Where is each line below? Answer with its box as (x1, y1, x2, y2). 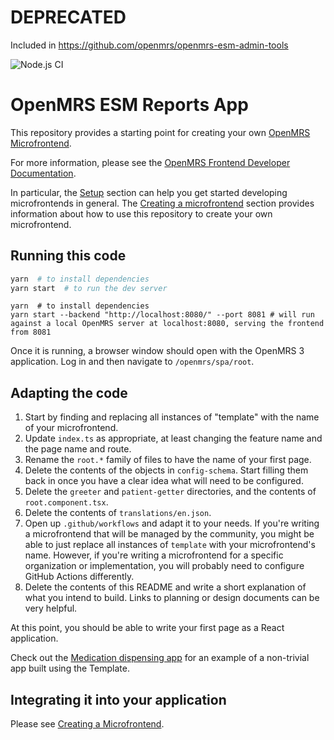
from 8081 (10, 327, 52, 338)
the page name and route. (24, 443, 132, 455)
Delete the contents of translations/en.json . (24, 507, 212, 519)
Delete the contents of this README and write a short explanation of (24, 581, 307, 593)
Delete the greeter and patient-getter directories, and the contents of (24, 486, 317, 498)
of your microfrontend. (24, 422, 119, 434)
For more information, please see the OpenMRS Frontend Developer (10, 156, 291, 168)
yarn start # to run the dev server (10, 283, 168, 293)
